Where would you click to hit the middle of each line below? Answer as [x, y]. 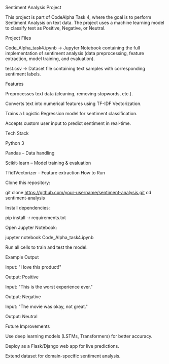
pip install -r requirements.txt [36, 218]
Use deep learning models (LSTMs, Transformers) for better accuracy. [79, 336]
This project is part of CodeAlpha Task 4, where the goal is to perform [78, 17]
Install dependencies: [28, 208]
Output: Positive [22, 277]
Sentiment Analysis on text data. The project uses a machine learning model [85, 23]
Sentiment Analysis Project [33, 7]
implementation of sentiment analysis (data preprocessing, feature [75, 53]
